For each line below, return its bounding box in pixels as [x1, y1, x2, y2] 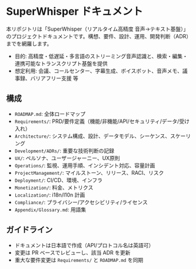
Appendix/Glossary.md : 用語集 [14, 206, 87, 213]
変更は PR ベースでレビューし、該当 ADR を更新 [14, 249, 131, 256]
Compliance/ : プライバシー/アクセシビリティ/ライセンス [14, 198, 148, 205]
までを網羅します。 [6, 40, 52, 47]
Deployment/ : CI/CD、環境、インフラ [14, 177, 103, 184]
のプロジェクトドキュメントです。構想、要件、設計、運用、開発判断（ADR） [6, 32, 192, 39]
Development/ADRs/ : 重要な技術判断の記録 [14, 147, 115, 154]
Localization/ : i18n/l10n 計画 [14, 191, 85, 198]
